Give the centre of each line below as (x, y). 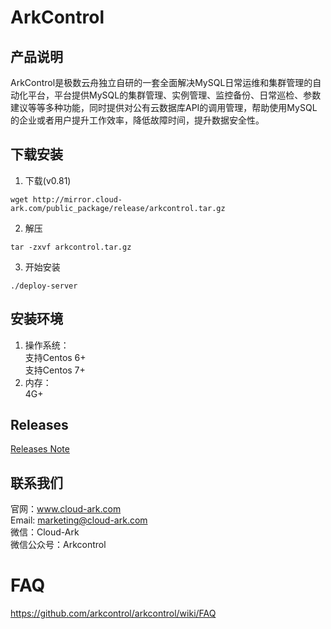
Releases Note (40, 449)
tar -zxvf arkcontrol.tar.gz (71, 247)
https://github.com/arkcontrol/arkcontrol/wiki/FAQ (113, 613)
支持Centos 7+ (55, 370)
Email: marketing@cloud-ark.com (79, 520)
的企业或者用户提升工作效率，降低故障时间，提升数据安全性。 (137, 120)
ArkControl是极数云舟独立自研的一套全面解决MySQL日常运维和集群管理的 (161, 82)
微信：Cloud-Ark (45, 532)
